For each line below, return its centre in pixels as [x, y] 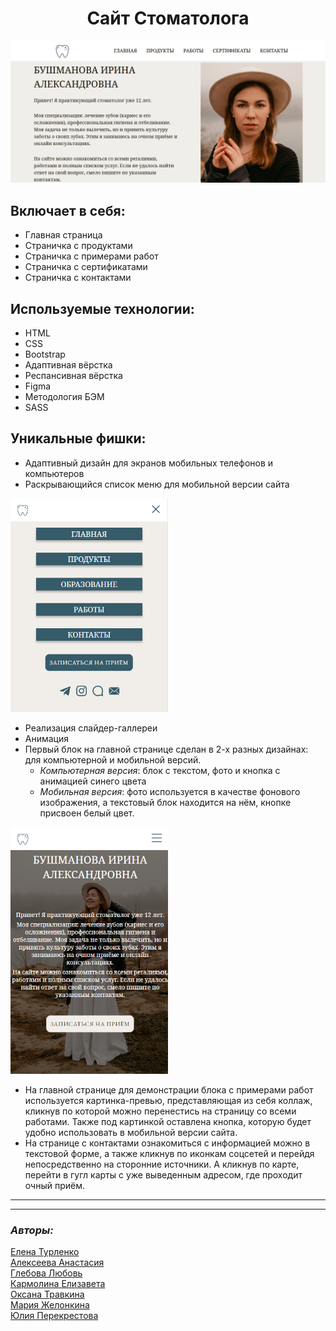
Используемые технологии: [102, 308]
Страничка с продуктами [78, 246]
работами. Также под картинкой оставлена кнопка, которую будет [168, 1122]
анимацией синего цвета [93, 781]
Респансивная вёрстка [73, 375]
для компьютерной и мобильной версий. [113, 759]
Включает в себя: [68, 210]
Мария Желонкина [50, 1305]
